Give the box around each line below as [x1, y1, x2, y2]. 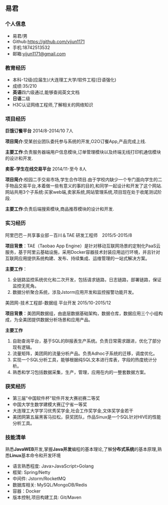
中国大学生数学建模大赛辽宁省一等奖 [12, 401, 87, 407]
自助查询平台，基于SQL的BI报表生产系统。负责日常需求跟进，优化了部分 [12, 338, 161, 344]
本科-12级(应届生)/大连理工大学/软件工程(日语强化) [12, 77, 116, 83]
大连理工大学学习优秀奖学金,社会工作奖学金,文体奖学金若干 [12, 407, 133, 413]
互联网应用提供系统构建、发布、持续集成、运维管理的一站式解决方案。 [5, 255, 150, 261]
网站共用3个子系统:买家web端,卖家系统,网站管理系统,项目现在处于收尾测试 [5, 189, 157, 195]
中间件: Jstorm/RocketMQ [12, 475, 66, 481]
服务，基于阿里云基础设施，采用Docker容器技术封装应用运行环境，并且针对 [5, 249, 160, 255]
